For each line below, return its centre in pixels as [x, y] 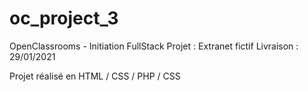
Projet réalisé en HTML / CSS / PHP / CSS [95, 76]
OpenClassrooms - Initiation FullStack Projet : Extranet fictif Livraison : [154, 46]
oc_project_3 [64, 18]
